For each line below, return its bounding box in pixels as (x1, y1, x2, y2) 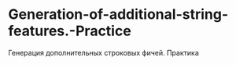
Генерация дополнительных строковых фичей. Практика (8, 48, 199, 57)
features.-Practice (8, 22, 131, 40)
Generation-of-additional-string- (8, 5, 229, 23)
